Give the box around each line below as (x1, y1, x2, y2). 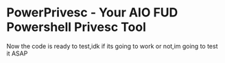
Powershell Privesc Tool (6, 19, 147, 35)
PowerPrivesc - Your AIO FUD (6, 5, 178, 21)
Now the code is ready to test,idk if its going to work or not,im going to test (6, 42, 218, 50)
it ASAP (6, 49, 28, 58)
